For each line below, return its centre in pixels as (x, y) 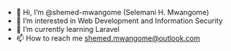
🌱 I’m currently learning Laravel (68, 29)
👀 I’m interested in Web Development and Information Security (119, 21)
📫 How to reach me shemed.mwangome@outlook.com (108, 38)
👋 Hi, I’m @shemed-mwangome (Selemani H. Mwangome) (112, 12)
